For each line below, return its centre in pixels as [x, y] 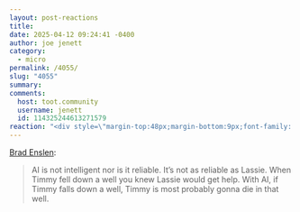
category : [28, 51]
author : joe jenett [46, 43]
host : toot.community [58, 101]
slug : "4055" [34, 77]
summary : [26, 85]
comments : [28, 93]
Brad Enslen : [33, 152]
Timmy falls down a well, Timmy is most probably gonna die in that [155, 189]
